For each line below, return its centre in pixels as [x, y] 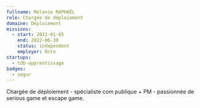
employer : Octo [37, 52]
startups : [19, 57]
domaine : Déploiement [34, 23]
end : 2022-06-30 [38, 40]
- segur [22, 74]
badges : [16, 69]
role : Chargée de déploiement [45, 18]
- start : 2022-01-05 [38, 35]
